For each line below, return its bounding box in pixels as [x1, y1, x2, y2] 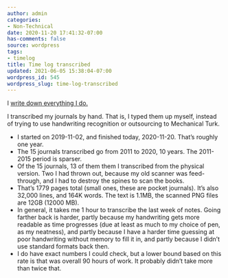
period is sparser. [32, 155, 82, 163]
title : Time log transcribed [7, 61, 91, 68]
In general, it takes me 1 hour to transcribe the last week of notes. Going [16, 206, 221, 214]
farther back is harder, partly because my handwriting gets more [16, 213, 201, 222]
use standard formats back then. [16, 242, 110, 251]
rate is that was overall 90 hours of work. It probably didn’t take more [16, 257, 213, 265]
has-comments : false [7, 36, 67, 43]
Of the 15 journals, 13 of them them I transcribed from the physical [16, 162, 205, 170]
